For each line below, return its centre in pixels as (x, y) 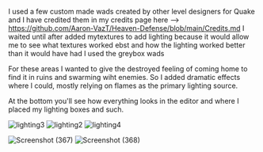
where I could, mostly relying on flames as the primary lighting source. (123, 85)
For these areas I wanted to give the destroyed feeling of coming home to (128, 69)
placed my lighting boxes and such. (66, 109)
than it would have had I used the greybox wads (86, 53)
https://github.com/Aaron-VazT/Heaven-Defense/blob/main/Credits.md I (126, 28)
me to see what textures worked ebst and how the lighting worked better (127, 45)
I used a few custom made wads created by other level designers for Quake (131, 11)
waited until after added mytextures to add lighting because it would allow (129, 36)
